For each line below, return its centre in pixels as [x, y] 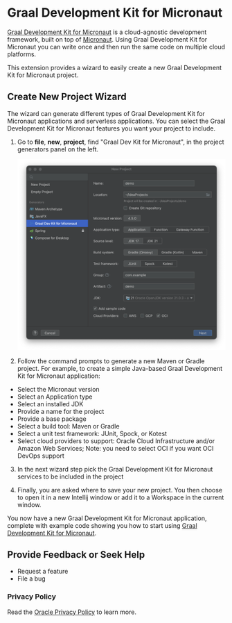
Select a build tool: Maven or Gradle [68, 426]
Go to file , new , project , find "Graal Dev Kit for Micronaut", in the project [121, 142]
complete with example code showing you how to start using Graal [102, 525]
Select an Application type [55, 397]
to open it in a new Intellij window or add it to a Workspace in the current [121, 497]
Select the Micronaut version [58, 389]
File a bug [32, 579]
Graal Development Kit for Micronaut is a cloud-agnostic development [107, 32]
